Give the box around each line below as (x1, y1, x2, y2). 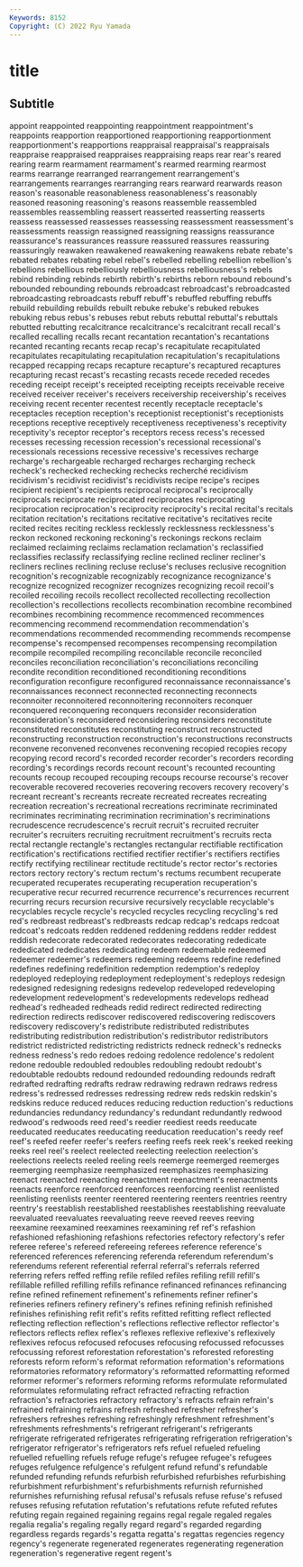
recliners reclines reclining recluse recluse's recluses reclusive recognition (9, 561, 287, 572)
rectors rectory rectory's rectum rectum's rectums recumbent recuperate (9, 867, 281, 878)
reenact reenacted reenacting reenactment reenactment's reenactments (9, 1174, 278, 1185)
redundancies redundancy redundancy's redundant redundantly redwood (9, 1106, 282, 1118)
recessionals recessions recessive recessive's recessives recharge (9, 445, 259, 456)
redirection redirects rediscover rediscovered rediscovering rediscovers (9, 1011, 276, 1022)
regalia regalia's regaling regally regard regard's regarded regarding (9, 1518, 262, 1529)
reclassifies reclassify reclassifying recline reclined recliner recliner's (9, 551, 266, 562)
